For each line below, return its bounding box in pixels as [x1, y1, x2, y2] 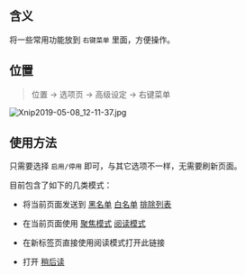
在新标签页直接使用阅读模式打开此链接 [22, 237, 165, 248]
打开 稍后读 [22, 256, 65, 268]
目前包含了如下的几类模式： [9, 179, 113, 191]
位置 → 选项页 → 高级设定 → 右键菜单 [31, 88, 171, 99]
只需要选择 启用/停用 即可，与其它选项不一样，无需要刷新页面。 [9, 160, 242, 171]
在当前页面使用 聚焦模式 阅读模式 [22, 218, 146, 229]
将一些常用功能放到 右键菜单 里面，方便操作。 [9, 34, 176, 45]
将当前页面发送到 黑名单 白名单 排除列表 [22, 199, 172, 210]
